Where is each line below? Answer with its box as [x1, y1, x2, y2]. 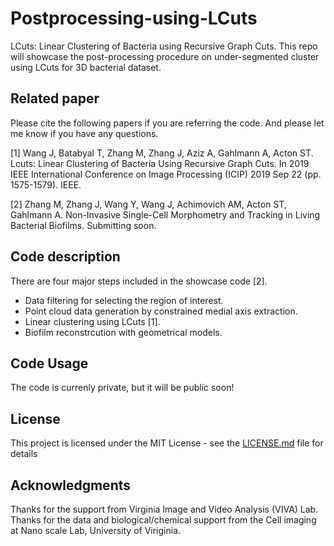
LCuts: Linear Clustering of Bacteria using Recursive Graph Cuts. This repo [10, 40, 318, 52]
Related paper [10, 90, 100, 107]
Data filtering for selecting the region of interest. [24, 294, 224, 306]
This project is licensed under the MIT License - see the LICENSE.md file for [10, 437, 324, 449]
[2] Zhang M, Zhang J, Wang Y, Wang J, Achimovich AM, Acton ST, [10, 198, 287, 210]
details [10, 448, 38, 460]
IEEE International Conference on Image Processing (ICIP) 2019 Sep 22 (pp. [10, 168, 322, 180]
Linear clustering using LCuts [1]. [24, 315, 161, 327]
